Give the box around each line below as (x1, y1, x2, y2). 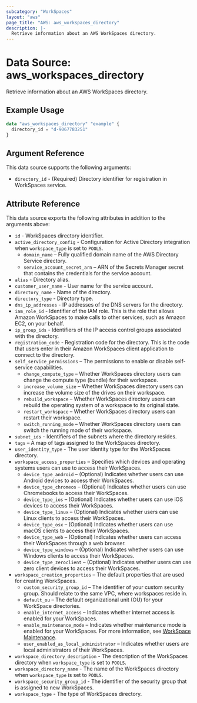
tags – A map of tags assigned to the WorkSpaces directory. (14, 440, 161, 447)
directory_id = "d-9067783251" (11, 126, 88, 132)
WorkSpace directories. (23, 603, 81, 610)
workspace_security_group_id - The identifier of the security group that (14, 678, 187, 685)
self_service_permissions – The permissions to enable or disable (14, 358, 173, 365)
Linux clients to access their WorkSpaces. (23, 515, 125, 522)
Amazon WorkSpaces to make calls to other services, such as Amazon (14, 314, 186, 321)
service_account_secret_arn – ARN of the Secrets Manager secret (23, 263, 184, 271)
